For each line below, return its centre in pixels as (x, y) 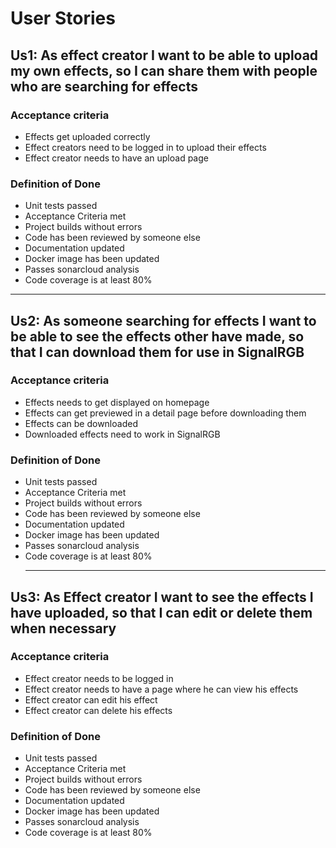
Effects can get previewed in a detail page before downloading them (165, 413)
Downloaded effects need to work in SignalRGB (122, 434)
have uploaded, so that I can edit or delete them (161, 612)
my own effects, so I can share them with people (164, 70)
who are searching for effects (104, 86)
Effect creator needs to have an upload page (116, 158)
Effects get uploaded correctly (87, 136)
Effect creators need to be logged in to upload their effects (145, 147)
